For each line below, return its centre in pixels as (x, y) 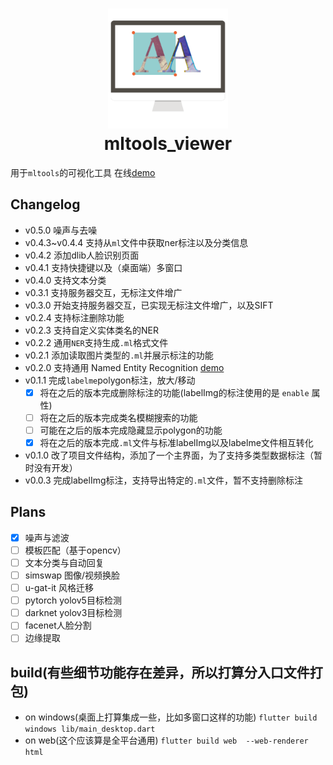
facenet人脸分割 (58, 625)
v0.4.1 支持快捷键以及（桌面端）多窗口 (103, 267)
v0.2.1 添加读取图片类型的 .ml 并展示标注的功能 (119, 355)
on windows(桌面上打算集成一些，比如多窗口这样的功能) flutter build (171, 717)
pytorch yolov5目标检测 (73, 600)
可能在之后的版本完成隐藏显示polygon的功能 (131, 430)
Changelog (45, 204)
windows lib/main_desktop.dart (90, 729)
